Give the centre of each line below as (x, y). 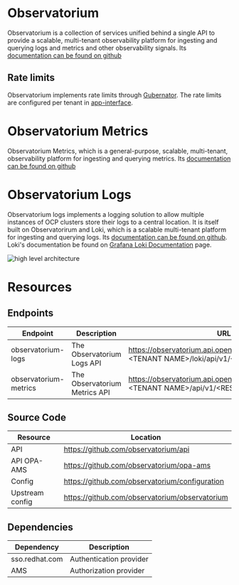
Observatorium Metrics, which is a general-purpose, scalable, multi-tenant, (118, 151)
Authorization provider (107, 571)
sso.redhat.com (37, 559)
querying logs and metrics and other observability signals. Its (97, 48)
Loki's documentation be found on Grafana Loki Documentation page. (110, 245)
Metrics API (90, 392)
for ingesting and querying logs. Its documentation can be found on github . (117, 237)
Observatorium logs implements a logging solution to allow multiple (106, 214)
